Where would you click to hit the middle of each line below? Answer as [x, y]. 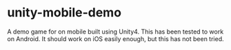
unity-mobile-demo [64, 13]
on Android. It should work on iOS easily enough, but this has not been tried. [115, 38]
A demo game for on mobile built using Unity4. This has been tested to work [115, 32]
